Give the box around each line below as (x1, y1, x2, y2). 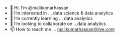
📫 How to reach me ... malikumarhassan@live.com (9, 26, 115, 32)
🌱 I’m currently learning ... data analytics (9, 15, 93, 21)
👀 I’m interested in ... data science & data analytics (9, 10, 114, 16)
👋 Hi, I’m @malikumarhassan (9, 5, 69, 10)
